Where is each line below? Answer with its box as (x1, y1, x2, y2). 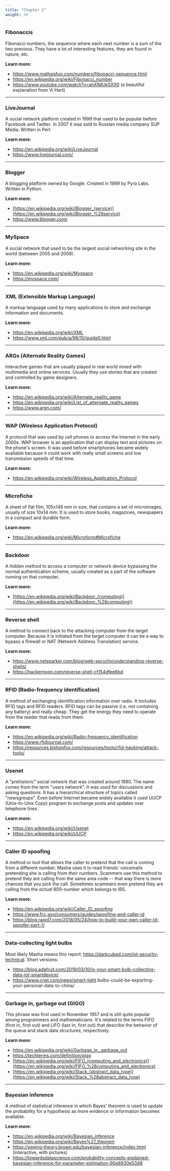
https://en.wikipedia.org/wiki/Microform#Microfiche (12, 534, 121, 540)
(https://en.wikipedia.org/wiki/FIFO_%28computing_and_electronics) (12, 1063, 156, 1069)
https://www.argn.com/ (12, 405, 62, 411)
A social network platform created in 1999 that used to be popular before (5, 116, 157, 122)
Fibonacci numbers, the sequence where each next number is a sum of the (5, 40, 162, 46)
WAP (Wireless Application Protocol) (5, 422, 98, 430)
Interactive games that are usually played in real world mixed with (5, 364, 142, 370)
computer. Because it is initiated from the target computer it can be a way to (5, 633, 164, 639)
